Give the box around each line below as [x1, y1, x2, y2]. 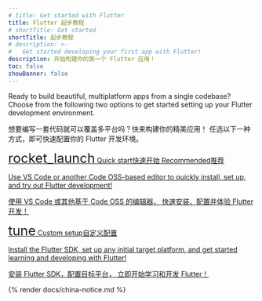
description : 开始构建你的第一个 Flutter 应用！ [8, 56, 156, 63]
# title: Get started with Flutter [8, 11, 125, 20]
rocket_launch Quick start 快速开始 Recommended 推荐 [8, 150, 225, 166]
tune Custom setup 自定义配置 [8, 222, 118, 239]
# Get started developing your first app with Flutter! [8, 48, 202, 56]
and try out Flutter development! [8, 180, 112, 190]
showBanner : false [8, 70, 68, 78]
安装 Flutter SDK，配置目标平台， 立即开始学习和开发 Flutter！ [8, 269, 209, 278]
